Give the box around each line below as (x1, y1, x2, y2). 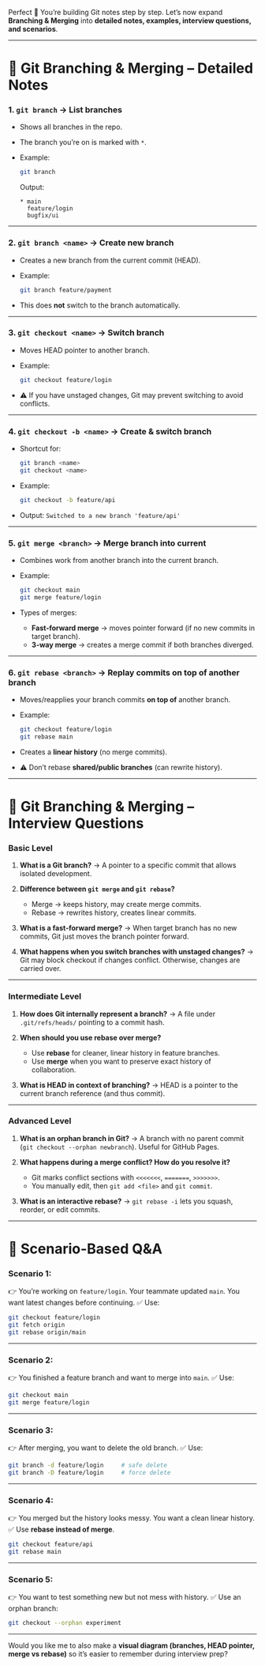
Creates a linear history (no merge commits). (19, 747, 168, 757)
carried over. (19, 964, 62, 973)
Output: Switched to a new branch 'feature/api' (19, 510, 181, 519)
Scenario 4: (8, 1494, 54, 1505)
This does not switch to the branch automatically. (19, 300, 181, 310)
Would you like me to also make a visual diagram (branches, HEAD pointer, (8, 1641, 255, 1650)
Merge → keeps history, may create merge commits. (31, 900, 202, 909)
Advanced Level (8, 1116, 72, 1127)
